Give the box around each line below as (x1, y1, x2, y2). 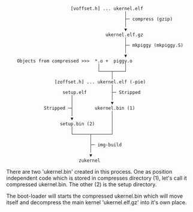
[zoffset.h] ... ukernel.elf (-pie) (54, 79, 146, 85)
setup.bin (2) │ (59, 121, 114, 127)
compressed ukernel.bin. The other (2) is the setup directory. (6, 181, 157, 188)
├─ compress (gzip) (124, 16, 173, 22)
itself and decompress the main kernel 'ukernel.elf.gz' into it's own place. (6, 199, 187, 206)
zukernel (79, 158, 101, 163)
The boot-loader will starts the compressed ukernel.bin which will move (6, 192, 183, 199)
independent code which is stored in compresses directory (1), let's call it (6, 174, 187, 181)
